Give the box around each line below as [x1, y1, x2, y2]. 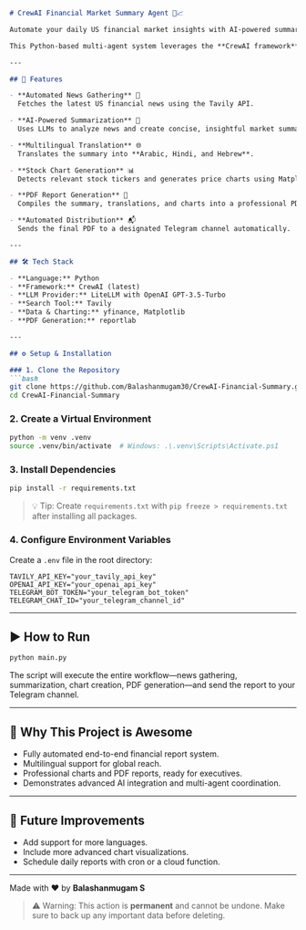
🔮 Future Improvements [9, 812, 146, 828]
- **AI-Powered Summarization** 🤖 [9, 116, 141, 125]
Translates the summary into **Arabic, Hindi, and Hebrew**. [17, 149, 255, 159]
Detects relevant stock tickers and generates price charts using [17, 174, 275, 183]
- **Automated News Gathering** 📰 [9, 91, 141, 100]
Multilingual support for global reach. [22, 758, 162, 769]
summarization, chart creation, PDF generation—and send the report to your [9, 680, 296, 691]
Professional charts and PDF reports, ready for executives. [22, 768, 243, 779]
